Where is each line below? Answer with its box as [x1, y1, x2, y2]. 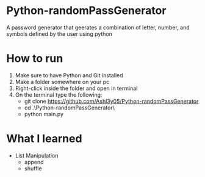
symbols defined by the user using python [6, 30, 113, 37]
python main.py [24, 110, 64, 117]
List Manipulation [15, 151, 59, 159]
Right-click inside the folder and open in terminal [15, 85, 138, 92]
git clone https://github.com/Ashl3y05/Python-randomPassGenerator [24, 97, 199, 105]
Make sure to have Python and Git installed [15, 71, 123, 79]
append [24, 158, 44, 165]
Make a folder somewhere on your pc [15, 78, 110, 85]
